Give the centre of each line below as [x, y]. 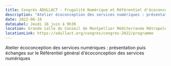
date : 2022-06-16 [24, 19]
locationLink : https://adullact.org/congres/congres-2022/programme [79, 33]
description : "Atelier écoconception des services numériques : [75, 15]
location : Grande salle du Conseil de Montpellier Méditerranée [75, 29]
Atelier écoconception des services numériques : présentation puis [76, 48]
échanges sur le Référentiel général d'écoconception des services [75, 53]
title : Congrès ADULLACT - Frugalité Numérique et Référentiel [74, 10]
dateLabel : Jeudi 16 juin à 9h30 [41, 24]
